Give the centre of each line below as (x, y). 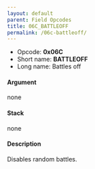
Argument (22, 82)
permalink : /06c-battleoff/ (47, 32)
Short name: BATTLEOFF (52, 60)
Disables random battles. (42, 159)
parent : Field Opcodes (39, 20)
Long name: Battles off (49, 66)
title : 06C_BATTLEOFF (38, 26)
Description (24, 144)
